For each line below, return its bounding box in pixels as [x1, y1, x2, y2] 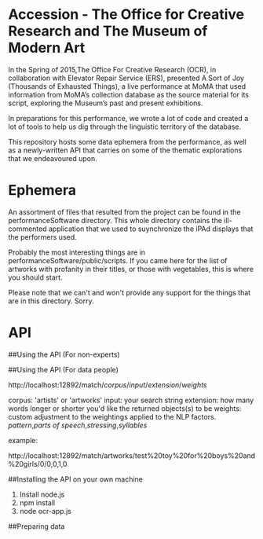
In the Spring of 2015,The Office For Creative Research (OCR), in [8, 64, 217, 74]
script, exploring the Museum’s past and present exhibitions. [8, 98, 203, 108]
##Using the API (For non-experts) [8, 350, 120, 359]
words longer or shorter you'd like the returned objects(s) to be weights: [8, 403, 242, 413]
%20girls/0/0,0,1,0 [8, 459, 68, 468]
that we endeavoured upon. [8, 153, 98, 163]
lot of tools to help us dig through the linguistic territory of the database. [8, 122, 242, 131]
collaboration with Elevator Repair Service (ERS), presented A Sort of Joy [8, 73, 245, 82]
